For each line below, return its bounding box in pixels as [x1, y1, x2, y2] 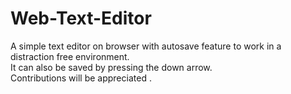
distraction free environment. [10, 50, 130, 62]
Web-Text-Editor [10, 7, 152, 30]
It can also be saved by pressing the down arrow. [10, 61, 213, 73]
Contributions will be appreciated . [10, 72, 152, 84]
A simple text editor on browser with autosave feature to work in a [10, 40, 282, 52]
